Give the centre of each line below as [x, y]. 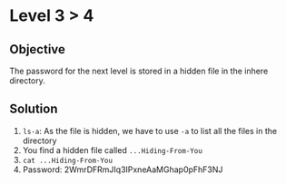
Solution [34, 109]
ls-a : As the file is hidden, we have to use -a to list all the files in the [150, 131]
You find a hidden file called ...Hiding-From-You [112, 150]
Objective [38, 49]
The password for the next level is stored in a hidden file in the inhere [139, 71]
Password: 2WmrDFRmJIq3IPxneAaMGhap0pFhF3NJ [123, 169]
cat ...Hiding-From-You [68, 160]
